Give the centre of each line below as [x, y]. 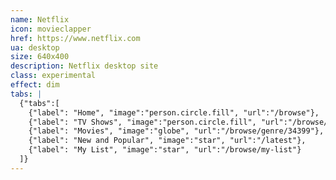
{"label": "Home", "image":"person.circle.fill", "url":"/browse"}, [174, 112]
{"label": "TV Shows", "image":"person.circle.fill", [142, 122]
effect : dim [35, 85]
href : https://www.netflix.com [75, 38]
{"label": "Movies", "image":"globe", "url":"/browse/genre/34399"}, [176, 131]
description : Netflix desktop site [84, 66]
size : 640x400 [40, 57]
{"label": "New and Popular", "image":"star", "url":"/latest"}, [167, 141]
